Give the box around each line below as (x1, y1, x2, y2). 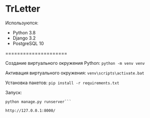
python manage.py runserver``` (5, 99, 72, 104)
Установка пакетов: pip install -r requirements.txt (5, 80, 119, 86)
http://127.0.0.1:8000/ (5, 108, 56, 113)
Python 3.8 (12, 29, 36, 35)
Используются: (5, 20, 39, 26)
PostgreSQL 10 (12, 40, 44, 46)
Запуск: (5, 89, 22, 95)
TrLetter (5, 3, 41, 15)
